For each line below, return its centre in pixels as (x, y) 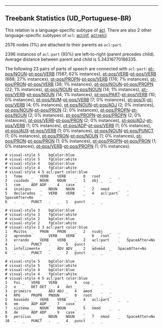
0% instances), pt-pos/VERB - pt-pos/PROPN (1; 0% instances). (68, 146)
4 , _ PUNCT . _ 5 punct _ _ (54, 244)
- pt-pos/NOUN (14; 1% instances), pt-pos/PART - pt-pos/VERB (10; (90, 94)
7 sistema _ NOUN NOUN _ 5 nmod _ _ (63, 308)
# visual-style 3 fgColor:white (41, 214)
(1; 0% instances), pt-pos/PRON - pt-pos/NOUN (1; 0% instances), (70, 136)
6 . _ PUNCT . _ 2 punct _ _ (54, 253)
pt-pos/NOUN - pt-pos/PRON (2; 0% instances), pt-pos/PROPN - (68, 110)
